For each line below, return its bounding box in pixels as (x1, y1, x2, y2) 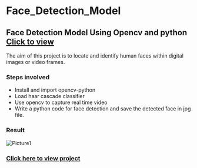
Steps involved (6, 73, 50, 81)
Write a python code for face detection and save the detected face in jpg (14, 105, 191, 112)
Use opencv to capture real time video (14, 99, 108, 106)
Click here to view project (6, 154, 81, 162)
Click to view (6, 36, 55, 46)
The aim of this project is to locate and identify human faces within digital (6, 52, 184, 59)
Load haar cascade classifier (14, 93, 85, 100)
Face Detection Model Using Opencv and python (6, 28, 187, 38)
